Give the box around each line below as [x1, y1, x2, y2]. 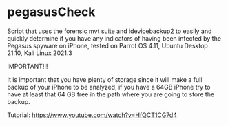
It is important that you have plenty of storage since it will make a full [7, 75, 203, 83]
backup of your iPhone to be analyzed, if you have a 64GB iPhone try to [7, 83, 211, 91]
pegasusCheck [7, 4, 96, 20]
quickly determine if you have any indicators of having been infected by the [7, 34, 222, 42]
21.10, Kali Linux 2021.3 [7, 49, 72, 57]
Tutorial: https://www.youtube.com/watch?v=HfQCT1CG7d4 [7, 111, 178, 119]
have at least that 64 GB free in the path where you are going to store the [7, 90, 215, 98]
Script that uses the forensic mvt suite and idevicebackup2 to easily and [7, 27, 212, 35]
